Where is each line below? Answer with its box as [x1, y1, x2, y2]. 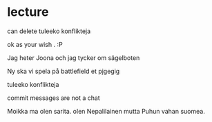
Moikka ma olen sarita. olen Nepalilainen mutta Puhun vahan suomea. [7, 107, 205, 115]
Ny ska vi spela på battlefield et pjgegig [7, 67, 120, 75]
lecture [7, 4, 49, 20]
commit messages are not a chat [7, 94, 100, 102]
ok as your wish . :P [7, 40, 64, 48]
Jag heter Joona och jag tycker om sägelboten [7, 53, 140, 62]
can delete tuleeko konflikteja [7, 27, 91, 35]
